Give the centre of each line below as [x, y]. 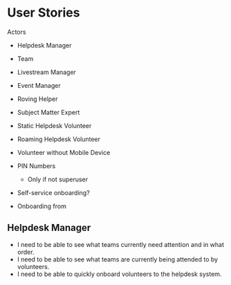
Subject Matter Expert [48, 112]
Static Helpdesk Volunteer [54, 125]
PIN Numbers [36, 166]
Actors [17, 32]
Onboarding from [42, 206]
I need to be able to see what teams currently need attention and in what [121, 244]
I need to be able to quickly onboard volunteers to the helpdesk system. [119, 274]
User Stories [44, 13]
